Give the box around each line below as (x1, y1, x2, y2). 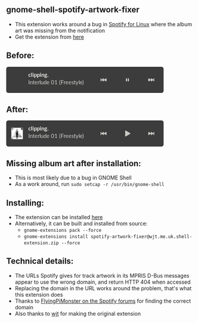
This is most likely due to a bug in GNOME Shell (14, 174, 132, 181)
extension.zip (23, 240, 59, 246)
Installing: (6, 198, 45, 208)
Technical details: (6, 256, 74, 266)
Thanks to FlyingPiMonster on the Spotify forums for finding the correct (14, 297, 191, 305)
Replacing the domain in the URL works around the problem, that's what (14, 284, 192, 291)
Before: (6, 51, 35, 61)
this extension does (14, 291, 63, 298)
